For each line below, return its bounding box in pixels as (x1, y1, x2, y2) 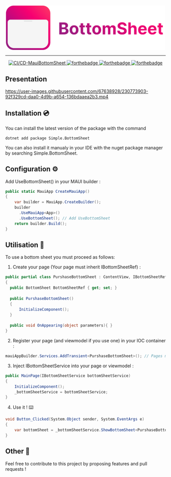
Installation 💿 (5, 109, 49, 118)
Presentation (5, 74, 47, 83)
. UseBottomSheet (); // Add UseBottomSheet (18, 215, 110, 221)
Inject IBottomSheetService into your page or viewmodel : (12, 363, 134, 369)
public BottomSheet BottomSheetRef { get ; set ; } (10, 285, 117, 291)
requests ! (5, 466, 26, 472)
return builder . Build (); (14, 221, 67, 226)
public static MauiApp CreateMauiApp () (5, 189, 90, 194)
